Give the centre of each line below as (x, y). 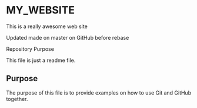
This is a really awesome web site (47, 26)
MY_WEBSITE (41, 10)
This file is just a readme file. (41, 60)
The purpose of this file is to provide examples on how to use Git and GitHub (99, 93)
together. (17, 99)
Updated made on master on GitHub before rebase (68, 37)
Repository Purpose (30, 49)
